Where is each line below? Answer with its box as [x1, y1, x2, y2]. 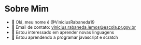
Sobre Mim [4, 3, 49, 14]
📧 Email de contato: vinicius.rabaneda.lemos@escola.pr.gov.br [11, 24, 136, 30]
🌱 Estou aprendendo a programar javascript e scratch [11, 34, 118, 40]
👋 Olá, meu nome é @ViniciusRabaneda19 [11, 19, 95, 25]
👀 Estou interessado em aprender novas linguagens [11, 29, 114, 35]
